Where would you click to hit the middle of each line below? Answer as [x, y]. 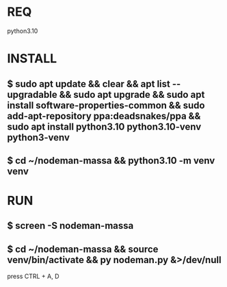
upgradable [32, 94]
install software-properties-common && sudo [106, 105]
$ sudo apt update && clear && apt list [89, 84]
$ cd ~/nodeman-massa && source [83, 249]
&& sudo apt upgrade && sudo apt [132, 94]
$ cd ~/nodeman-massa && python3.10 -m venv [111, 161]
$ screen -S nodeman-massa [70, 226]
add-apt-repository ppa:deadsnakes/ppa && [104, 116]
